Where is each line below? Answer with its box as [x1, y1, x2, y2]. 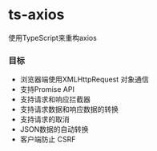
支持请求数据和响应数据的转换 [19, 105, 119, 114]
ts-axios [8, 6, 65, 24]
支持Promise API [19, 85, 74, 94]
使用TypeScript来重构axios [8, 33, 98, 42]
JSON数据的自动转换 [19, 125, 90, 134]
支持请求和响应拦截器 [19, 94, 91, 105]
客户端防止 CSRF [19, 134, 76, 145]
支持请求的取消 [19, 114, 70, 125]
